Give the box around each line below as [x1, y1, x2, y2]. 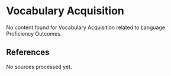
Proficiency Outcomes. [6, 30, 62, 37]
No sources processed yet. [6, 63, 72, 70]
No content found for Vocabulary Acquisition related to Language [6, 24, 166, 31]
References [6, 47, 50, 58]
